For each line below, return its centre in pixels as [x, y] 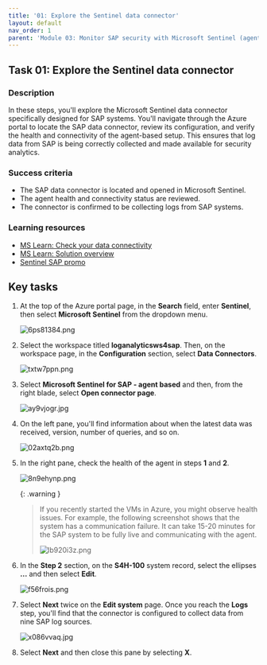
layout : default [35, 23]
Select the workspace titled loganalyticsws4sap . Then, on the [122, 345]
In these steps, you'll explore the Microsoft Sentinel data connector [118, 110]
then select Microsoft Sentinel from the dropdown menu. [114, 314]
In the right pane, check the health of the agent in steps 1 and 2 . [124, 463]
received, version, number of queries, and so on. [99, 432]
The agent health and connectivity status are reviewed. [110, 199]
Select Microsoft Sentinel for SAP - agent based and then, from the [132, 385]
